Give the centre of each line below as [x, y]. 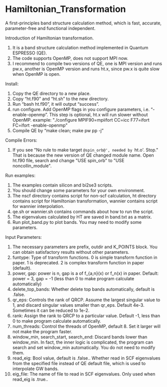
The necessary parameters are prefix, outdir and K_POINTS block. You [85, 247]
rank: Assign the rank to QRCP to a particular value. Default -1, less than [86, 316]
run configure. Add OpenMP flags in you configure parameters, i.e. [81, 109]
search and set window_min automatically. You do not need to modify [84, 347]
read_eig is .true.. [30, 379]
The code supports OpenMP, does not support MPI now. [70, 58]
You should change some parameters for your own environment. [79, 190]
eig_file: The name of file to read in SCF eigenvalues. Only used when [84, 374]
